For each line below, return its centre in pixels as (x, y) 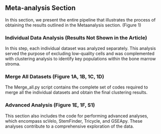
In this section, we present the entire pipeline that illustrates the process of (80, 20)
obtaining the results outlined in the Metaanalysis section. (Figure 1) (73, 25)
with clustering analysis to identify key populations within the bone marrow (80, 59)
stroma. (13, 64)
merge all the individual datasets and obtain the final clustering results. (76, 92)
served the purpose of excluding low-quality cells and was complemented (80, 54)
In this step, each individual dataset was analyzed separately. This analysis (80, 48)
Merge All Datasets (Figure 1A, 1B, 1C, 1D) (55, 77)
